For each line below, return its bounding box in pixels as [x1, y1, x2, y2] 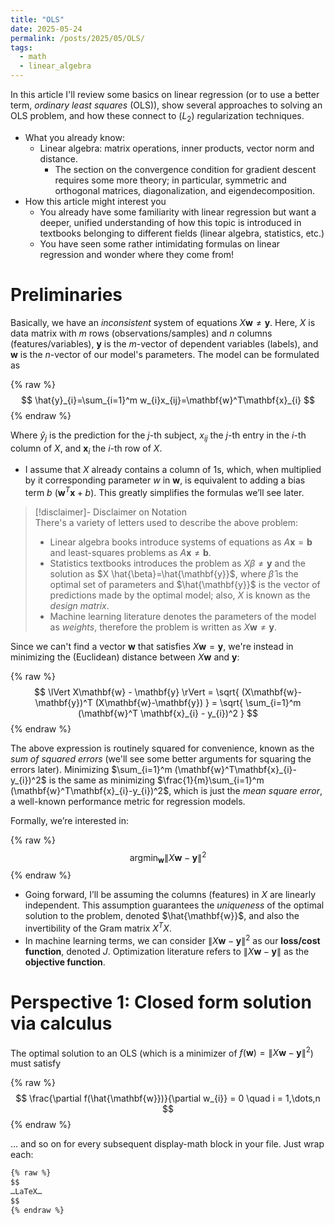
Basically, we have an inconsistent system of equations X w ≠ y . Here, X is [10, 316, 316, 328]
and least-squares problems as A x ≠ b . [49, 546, 212, 558]
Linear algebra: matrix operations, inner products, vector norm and [39, 142, 315, 154]
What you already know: [24, 131, 125, 143]
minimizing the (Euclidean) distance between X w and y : [10, 651, 240, 663]
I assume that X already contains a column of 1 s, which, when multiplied [24, 464, 322, 476]
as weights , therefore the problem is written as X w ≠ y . [49, 621, 278, 633]
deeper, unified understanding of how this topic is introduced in [39, 216, 302, 228]
